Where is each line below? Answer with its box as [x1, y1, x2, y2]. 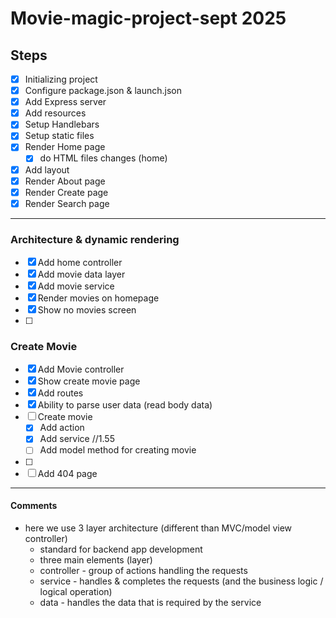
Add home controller [37, 257, 123, 269]
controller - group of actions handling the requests [39, 564, 248, 576]
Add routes [37, 387, 84, 399]
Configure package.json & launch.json [24, 85, 183, 97]
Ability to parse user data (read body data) [37, 399, 213, 411]
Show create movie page [37, 375, 141, 387]
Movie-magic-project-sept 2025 [10, 7, 287, 30]
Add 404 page [37, 467, 98, 479]
